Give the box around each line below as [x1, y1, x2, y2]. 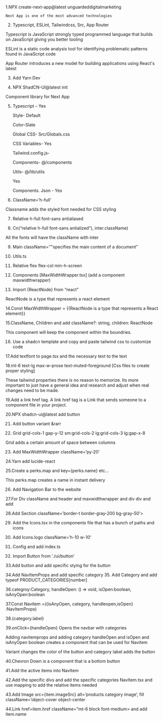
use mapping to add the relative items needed [5, 682, 98, 688]
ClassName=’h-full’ [12, 197, 51, 203]
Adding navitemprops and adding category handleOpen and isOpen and [5, 634, 149, 640]
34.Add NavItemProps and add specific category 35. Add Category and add [5, 572, 157, 578]
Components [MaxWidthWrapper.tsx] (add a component [12, 272, 125, 278]
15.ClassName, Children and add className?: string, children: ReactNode [5, 320, 153, 326]
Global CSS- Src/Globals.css [12, 131, 70, 137]
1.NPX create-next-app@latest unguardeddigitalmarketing [5, 4, 122, 10]
